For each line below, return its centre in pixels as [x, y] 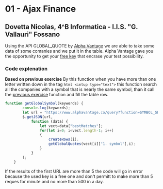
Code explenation [26, 69]
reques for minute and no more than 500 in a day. [55, 181]
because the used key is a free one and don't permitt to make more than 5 [79, 176]
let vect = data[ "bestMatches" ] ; [71, 126]
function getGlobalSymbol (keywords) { [44, 103]
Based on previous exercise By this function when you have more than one [81, 79]
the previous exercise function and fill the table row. [57, 95]
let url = [32, 113]
